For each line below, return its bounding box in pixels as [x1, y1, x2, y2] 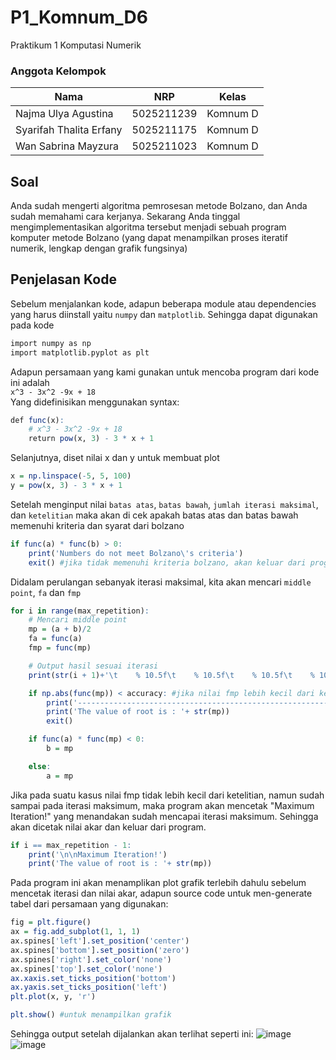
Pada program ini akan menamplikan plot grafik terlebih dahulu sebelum [10, 877, 307, 889]
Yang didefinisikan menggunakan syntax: [10, 396, 180, 408]
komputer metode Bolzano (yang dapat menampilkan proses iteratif [10, 232, 288, 244]
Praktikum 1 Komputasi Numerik [10, 39, 142, 51]
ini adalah [10, 376, 50, 388]
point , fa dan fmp [10, 586, 82, 598]
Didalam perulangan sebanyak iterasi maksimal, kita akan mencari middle [10, 576, 312, 588]
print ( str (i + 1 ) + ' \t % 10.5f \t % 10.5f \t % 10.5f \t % [28, 670, 315, 680]
